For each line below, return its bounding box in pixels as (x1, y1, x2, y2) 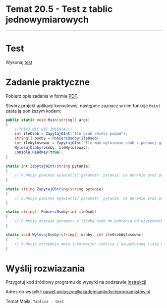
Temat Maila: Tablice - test (5, 299, 64, 305)
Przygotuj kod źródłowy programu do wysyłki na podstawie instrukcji (5, 279, 147, 285)
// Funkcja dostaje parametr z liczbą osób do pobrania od (14, 219, 139, 224)
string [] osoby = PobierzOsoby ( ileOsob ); (14, 136, 101, 141)
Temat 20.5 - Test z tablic (5, 3, 113, 15)
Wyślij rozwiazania (5, 263, 85, 274)
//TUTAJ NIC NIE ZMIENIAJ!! (14, 126, 72, 132)
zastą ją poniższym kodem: (5, 108, 61, 114)
